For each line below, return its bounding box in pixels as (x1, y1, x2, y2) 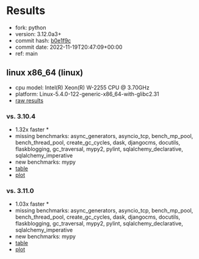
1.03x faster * (15, 200, 49, 208)
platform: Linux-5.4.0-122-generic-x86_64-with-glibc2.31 (15, 90, 160, 98)
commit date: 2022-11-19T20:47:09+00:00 (15, 43, 123, 51)
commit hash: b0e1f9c (15, 37, 71, 44)
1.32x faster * (15, 126, 49, 133)
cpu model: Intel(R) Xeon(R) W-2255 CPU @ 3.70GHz (15, 84, 150, 91)
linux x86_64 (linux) (6, 68, 84, 78)
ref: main (15, 49, 38, 57)
